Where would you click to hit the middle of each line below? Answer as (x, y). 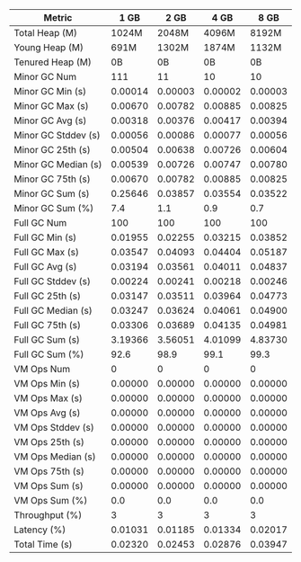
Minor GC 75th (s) (53, 179)
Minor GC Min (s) (50, 91)
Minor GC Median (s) (58, 164)
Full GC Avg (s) (46, 267)
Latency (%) (40, 530)
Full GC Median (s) (53, 311)
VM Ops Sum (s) (49, 486)
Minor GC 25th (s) (53, 150)
